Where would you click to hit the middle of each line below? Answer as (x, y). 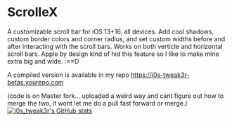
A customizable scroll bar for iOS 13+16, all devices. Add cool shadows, (111, 31)
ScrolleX (33, 12)
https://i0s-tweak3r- (160, 75)
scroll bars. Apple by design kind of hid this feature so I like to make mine (113, 54)
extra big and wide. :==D (43, 61)
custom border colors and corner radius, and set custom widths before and (116, 38)
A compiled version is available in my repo (69, 75)
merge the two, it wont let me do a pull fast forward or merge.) (97, 103)
